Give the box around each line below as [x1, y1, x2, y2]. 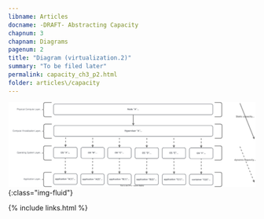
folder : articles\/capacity [8, 78, 101, 86]
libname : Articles [8, 13, 68, 20]
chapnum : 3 [8, 29, 44, 37]
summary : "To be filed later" [8, 63, 108, 71]
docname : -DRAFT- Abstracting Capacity [8, 20, 139, 29]
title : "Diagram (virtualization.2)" [8, 54, 132, 62]
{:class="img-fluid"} [8, 188, 73, 198]
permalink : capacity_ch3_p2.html [8, 71, 118, 78]
